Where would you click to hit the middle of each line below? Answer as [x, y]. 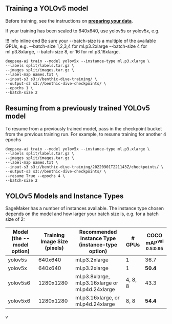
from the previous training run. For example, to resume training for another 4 [86, 134]
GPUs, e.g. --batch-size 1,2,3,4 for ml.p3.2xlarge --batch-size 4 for [76, 46]
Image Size [54, 242]
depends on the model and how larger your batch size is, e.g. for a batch [82, 214]
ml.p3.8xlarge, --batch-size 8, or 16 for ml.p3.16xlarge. [63, 51]
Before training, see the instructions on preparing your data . [69, 21]
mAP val [155, 242]
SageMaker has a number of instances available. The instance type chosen [84, 208]
